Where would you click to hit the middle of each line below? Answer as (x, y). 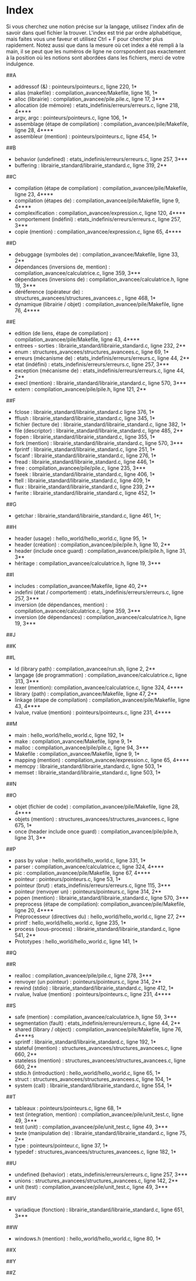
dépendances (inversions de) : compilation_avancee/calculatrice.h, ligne (101, 279)
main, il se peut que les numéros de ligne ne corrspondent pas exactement (96, 51)
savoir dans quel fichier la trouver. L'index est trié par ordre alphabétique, (94, 32)
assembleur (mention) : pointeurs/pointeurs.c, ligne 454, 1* (86, 136)
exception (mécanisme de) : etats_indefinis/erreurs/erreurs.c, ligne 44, (99, 371)
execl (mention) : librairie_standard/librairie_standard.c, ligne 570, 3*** (100, 383)
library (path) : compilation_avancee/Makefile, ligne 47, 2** (86, 694)
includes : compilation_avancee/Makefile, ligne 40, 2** (81, 586)
